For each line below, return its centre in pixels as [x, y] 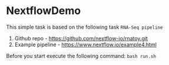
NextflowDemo [44, 11]
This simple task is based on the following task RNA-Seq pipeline [84, 27]
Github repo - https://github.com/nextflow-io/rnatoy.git [81, 38]
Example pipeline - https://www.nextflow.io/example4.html [86, 45]
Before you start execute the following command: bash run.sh [81, 56]
